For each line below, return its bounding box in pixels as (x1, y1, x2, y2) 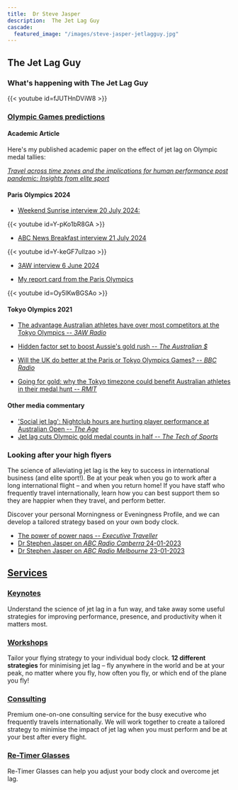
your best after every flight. (7, 733, 87, 742)
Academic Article (7, 129, 60, 138)
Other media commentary (7, 401, 85, 410)
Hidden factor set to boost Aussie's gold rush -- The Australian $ (17, 342, 208, 351)
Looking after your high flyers (7, 449, 112, 459)
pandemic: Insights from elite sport (7, 174, 110, 183)
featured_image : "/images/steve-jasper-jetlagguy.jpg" (13, 30, 179, 38)
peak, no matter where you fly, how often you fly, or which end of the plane (7, 668, 227, 677)
